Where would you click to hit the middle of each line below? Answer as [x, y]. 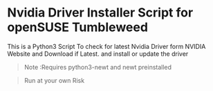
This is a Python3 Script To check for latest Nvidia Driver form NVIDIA [106, 46]
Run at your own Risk [54, 80]
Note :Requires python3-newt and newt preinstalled [98, 67]
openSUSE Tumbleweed [78, 27]
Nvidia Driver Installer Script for [100, 13]
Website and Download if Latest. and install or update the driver [98, 54]
